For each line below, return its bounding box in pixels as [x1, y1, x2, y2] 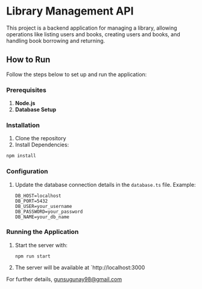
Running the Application [6, 228, 79, 236]
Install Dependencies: [14, 141, 69, 149]
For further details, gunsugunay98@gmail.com [6, 275, 122, 282]
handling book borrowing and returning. [6, 37, 106, 44]
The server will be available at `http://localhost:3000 [14, 264, 145, 271]
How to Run [6, 54, 51, 65]
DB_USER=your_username [14, 203, 72, 209]
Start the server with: [14, 241, 68, 248]
